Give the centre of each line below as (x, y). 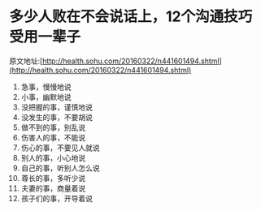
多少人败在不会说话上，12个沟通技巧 (131, 17)
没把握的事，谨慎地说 (57, 107)
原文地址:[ (26, 61)
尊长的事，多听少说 (53, 178)
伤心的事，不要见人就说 (60, 148)
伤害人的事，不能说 (53, 137)
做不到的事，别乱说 (53, 127)
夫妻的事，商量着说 (53, 188)
